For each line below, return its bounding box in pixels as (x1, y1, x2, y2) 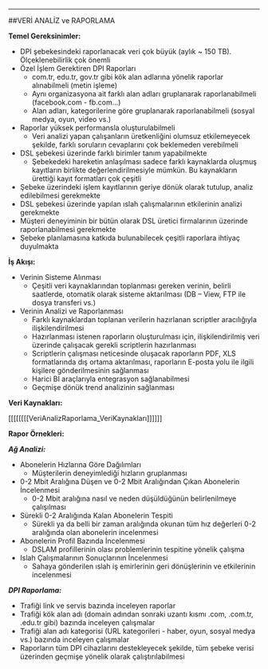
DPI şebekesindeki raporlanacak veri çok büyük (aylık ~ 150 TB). (19, 47, 232, 56)
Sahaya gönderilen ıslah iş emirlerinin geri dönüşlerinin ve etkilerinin (31, 561, 256, 571)
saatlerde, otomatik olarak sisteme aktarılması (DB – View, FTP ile (31, 289, 246, 299)
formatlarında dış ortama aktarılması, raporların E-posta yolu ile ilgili (31, 357, 254, 367)
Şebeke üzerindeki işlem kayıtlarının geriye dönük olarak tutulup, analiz (19, 183, 254, 191)
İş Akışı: (8, 257, 36, 266)
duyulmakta (19, 242, 59, 251)
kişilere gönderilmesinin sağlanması (31, 366, 149, 375)
